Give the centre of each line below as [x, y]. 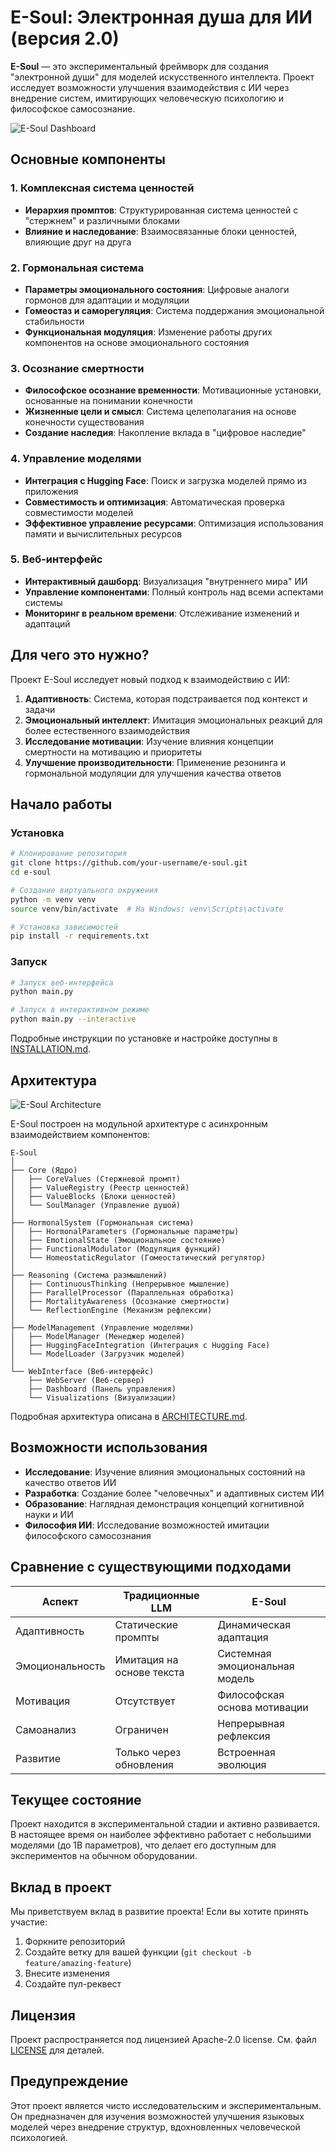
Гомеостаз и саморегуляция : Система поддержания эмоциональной [174, 310]
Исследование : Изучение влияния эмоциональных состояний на [165, 1472]
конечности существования [84, 422]
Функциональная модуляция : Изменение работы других [148, 332]
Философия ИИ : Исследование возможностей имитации [147, 1525]
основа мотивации [263, 1707]
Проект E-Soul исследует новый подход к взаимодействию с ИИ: [150, 679]
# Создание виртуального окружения [84, 890]
